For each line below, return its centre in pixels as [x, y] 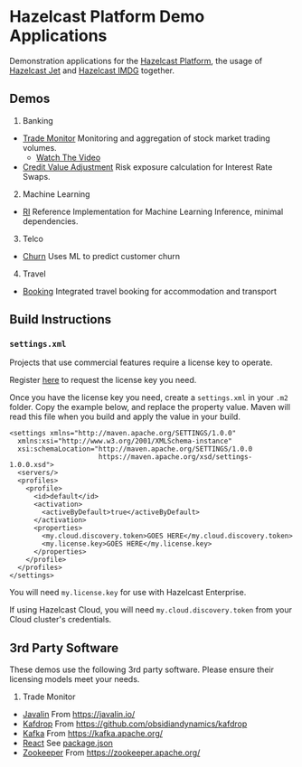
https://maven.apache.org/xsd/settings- [175, 457]
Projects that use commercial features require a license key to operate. [141, 362]
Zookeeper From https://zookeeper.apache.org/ [111, 753]
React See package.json [67, 744]
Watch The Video [68, 157]
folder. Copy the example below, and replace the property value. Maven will [150, 407]
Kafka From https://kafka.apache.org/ [93, 734]
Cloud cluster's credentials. [61, 620]
